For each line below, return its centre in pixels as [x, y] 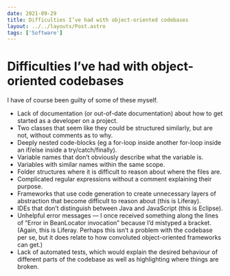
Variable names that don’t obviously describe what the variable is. [110, 157]
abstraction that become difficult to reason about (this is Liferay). [109, 201]
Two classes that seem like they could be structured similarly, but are [115, 128]
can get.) [30, 245]
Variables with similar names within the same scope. [91, 165]
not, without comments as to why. [65, 135]
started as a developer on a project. [67, 121]
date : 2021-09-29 [32, 13]
